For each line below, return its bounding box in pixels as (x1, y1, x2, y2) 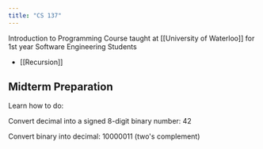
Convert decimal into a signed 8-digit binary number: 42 (8, 117, 192, 126)
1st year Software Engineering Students (8, 41, 137, 52)
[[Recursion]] (19, 57, 63, 67)
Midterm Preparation (8, 80, 113, 94)
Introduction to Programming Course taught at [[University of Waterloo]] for (8, 33, 255, 43)
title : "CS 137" (8, 11, 62, 20)
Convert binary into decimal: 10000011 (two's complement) (8, 132, 200, 141)
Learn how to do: (8, 101, 64, 111)
